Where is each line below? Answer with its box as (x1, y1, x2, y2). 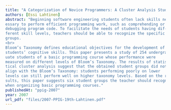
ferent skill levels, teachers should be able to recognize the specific (5, 31, 165, 36)
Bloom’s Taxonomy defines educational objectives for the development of (5, 45, 165, 50)
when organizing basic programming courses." (5, 83, 103, 88)
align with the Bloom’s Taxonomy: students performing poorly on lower (5, 69, 160, 74)
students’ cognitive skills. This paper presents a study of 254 (5, 50, 147, 55)
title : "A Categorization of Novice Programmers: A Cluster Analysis (5, 7, 156, 13)
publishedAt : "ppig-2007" (5, 87, 60, 93)
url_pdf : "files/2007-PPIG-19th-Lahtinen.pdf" (5, 97, 106, 102)
